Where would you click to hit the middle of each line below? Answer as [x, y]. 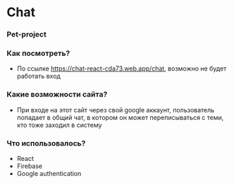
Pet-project [26, 35]
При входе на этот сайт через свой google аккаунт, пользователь [116, 109]
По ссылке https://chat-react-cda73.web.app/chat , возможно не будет [122, 68]
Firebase [30, 166]
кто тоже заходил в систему [59, 125]
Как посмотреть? [38, 54]
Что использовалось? [46, 143]
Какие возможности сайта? [57, 95]
